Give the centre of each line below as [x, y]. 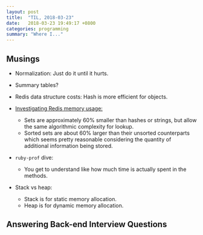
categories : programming [37, 29]
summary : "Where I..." [35, 34]
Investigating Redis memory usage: [59, 108]
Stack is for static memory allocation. [70, 199]
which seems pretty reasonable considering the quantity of [98, 139]
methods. [36, 175]
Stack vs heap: [34, 187]
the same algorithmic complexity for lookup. [79, 126]
